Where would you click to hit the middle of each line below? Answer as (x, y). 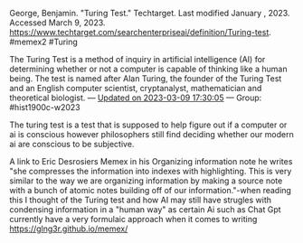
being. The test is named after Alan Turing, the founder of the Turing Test (146, 79)
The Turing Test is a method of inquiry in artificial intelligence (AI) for (137, 59)
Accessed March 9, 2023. (57, 23)
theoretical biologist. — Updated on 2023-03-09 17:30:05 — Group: (136, 98)
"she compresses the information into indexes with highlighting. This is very (151, 171)
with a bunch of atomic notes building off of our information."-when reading (151, 190)
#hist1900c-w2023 (45, 107)
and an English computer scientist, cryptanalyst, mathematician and (136, 88)
